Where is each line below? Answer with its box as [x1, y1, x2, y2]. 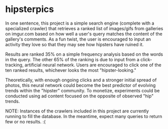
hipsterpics [5, 4, 54, 15]
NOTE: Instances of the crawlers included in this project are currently [5, 108, 149, 114]
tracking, [5, 62, 24, 68]
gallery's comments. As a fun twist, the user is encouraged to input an [5, 36, 151, 42]
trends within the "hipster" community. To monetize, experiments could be [5, 87, 160, 93]
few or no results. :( [5, 118, 46, 124]
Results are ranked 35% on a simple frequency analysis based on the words [5, 51, 163, 57]
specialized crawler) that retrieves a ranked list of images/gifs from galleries [5, 25, 163, 31]
